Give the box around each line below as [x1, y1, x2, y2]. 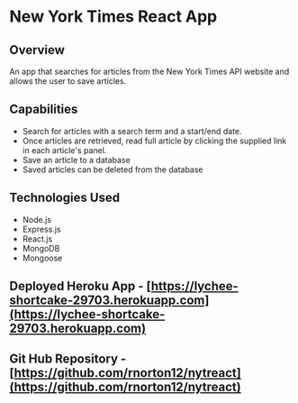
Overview [9, 42, 66, 58]
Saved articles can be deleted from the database [22, 164, 204, 175]
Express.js [22, 224, 61, 234]
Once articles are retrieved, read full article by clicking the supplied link [22, 135, 287, 146]
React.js [22, 233, 53, 244]
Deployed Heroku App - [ [9, 279, 151, 294]
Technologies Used [9, 190, 120, 206]
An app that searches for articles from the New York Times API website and [9, 66, 290, 77]
